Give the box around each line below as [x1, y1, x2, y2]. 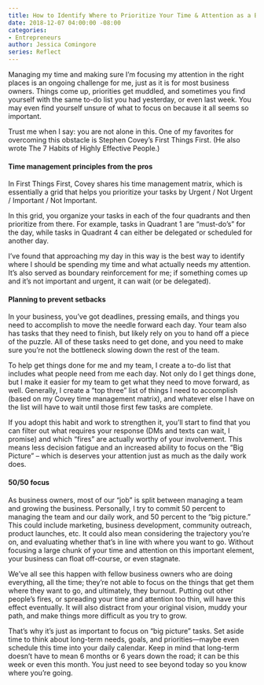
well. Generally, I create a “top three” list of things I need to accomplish [8, 386, 238, 395]
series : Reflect [8, 48, 61, 56]
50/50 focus [8, 478, 49, 487]
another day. [8, 236, 49, 246]
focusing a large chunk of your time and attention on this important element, [8, 545, 255, 555]
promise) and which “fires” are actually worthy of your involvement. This [8, 435, 243, 444]
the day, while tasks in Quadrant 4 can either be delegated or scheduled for [8, 228, 253, 237]
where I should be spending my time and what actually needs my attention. [8, 260, 251, 269]
